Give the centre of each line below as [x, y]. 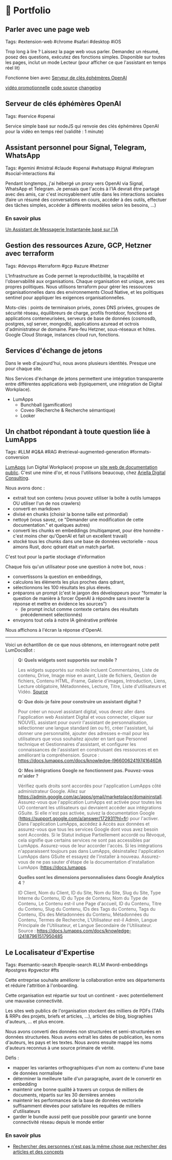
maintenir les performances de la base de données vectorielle [78, 1101]
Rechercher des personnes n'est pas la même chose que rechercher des [90, 1147]
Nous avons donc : [25, 488]
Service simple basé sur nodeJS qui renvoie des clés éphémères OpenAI [82, 126]
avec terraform [30, 254]
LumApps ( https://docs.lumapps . [52, 868]
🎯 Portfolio [28, 10]
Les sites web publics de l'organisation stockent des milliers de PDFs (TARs [85, 1011]
